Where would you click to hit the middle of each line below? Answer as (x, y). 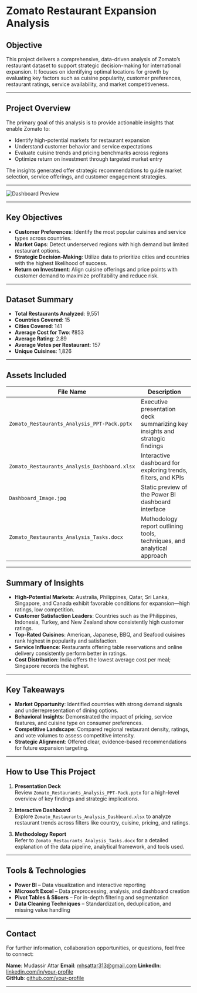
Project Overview (38, 108)
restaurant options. (38, 250)
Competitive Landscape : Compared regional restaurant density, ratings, (102, 729)
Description (164, 392)
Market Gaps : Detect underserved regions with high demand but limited (101, 244)
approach (154, 556)
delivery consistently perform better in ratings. (71, 653)
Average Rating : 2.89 (41, 339)
